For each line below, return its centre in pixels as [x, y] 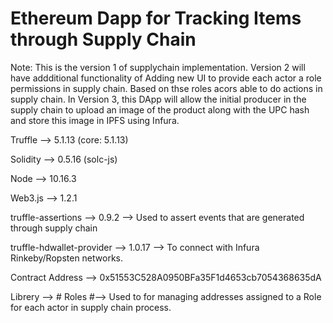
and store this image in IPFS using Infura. [95, 120]
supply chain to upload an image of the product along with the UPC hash [160, 109]
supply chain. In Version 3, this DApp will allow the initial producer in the [158, 99]
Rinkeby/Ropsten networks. [67, 258]
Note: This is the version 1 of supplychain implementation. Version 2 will [158, 67]
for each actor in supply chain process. [91, 307]
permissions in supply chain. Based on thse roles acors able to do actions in [166, 88]
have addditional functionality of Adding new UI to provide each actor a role [166, 78]
